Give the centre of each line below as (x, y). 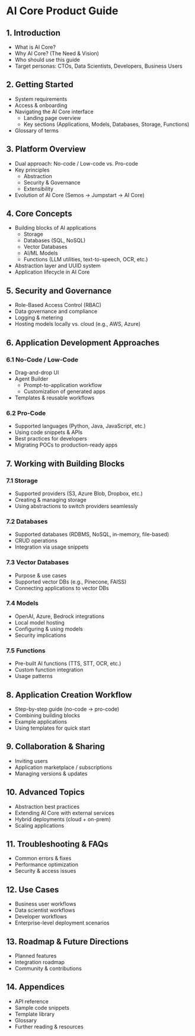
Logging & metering (39, 318)
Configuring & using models (49, 629)
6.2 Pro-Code (26, 413)
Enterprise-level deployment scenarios (62, 923)
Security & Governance (52, 182)
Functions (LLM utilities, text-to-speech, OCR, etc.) (86, 259)
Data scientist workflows (45, 910)
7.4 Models (22, 603)
